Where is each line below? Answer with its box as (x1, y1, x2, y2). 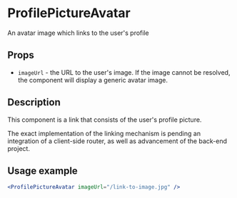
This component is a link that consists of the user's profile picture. (7, 115, 202, 124)
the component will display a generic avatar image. (17, 75, 168, 84)
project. (7, 144, 31, 152)
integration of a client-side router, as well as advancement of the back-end (7, 137, 227, 145)
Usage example (7, 165, 79, 177)
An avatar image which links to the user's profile (7, 28, 149, 37)
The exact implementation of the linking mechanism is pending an (7, 129, 201, 137)
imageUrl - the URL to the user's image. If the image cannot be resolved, (17, 68, 231, 76)
